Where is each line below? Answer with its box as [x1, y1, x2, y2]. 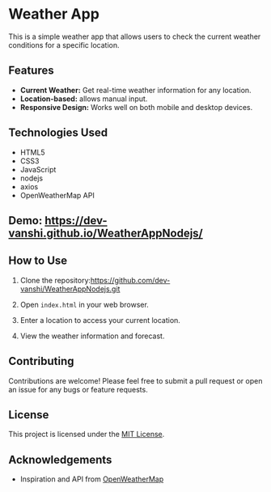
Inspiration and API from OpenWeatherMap [19, 474, 164, 484]
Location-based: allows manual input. [19, 94, 148, 104]
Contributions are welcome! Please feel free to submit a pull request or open [8, 375, 263, 385]
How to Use [8, 254, 68, 268]
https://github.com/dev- [90, 275, 171, 285]
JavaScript [19, 164, 57, 174]
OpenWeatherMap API [19, 190, 95, 200]
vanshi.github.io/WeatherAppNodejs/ [8, 226, 204, 240]
